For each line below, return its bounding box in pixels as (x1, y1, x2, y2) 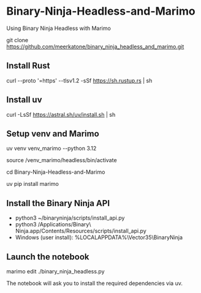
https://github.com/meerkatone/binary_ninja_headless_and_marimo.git (6, 43, 184, 50)
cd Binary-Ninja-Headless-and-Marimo (6, 168, 105, 176)
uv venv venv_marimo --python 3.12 (6, 145, 97, 152)
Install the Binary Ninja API (6, 198, 110, 209)
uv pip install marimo (6, 180, 59, 188)
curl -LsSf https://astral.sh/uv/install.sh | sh (6, 111, 116, 118)
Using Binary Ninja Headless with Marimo (6, 24, 112, 32)
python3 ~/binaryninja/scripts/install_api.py (15, 214, 125, 221)
